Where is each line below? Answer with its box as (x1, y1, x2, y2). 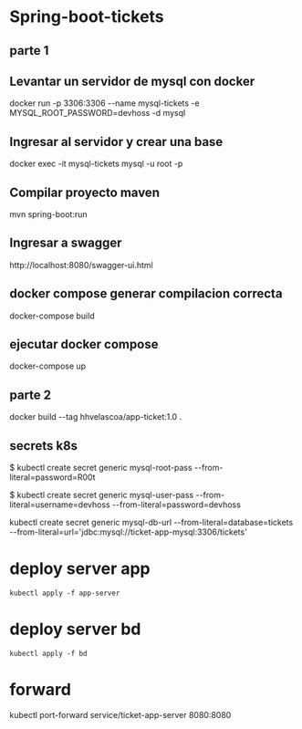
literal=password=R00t (9, 472, 96, 483)
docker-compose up (9, 360, 87, 371)
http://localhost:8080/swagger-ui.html (9, 259, 153, 270)
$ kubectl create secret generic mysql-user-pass (9, 490, 194, 501)
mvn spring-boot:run (9, 209, 88, 220)
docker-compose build (9, 310, 95, 321)
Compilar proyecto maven (9, 184, 160, 200)
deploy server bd (9, 619, 141, 640)
